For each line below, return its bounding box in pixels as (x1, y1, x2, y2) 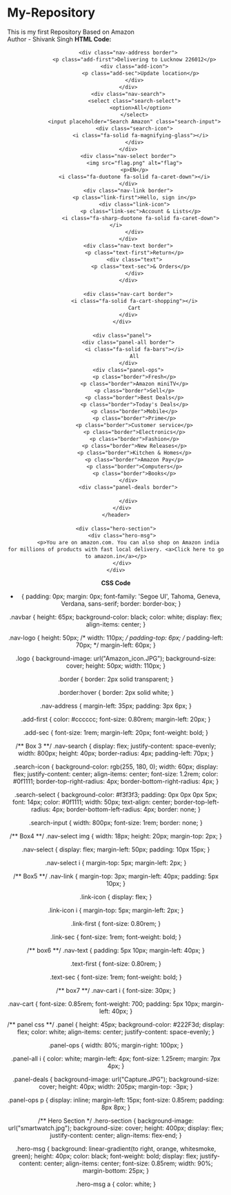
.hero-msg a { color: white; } (75, 1180, 157, 1188)
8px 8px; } (101, 1103, 131, 1112)
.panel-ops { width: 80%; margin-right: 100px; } (48, 1040, 184, 1049)
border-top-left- (173, 798, 219, 806)
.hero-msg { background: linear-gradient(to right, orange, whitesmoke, (15, 1144, 217, 1153)
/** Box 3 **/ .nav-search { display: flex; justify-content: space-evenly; (15, 742, 217, 750)
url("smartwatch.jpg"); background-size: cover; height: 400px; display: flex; (8, 1123, 224, 1132)
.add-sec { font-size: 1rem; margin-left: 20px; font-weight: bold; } (23, 728, 209, 736)
